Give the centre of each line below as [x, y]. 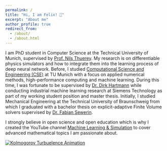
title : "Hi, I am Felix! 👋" [35, 15]
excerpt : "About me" [27, 19]
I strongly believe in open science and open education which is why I [77, 122]
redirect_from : [21, 29]
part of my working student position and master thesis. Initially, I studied [80, 96]
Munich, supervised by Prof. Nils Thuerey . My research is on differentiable [83, 58]
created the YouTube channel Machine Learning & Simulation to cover [78, 127]
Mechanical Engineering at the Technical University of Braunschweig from [83, 101]
